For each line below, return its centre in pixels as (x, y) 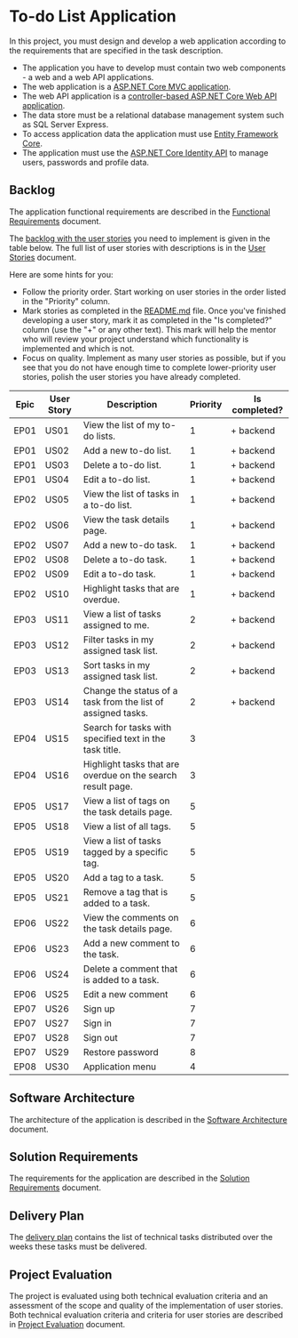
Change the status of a (130, 690)
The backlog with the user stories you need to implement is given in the (140, 238)
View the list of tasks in (131, 494)
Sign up (99, 1009)
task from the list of (123, 702)
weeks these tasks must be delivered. (78, 1246)
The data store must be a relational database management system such (153, 115)
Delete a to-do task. (125, 560)
